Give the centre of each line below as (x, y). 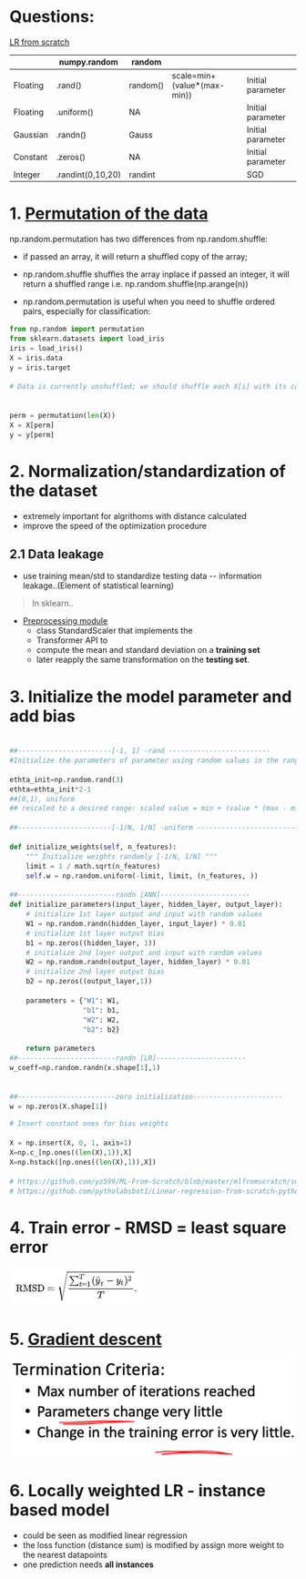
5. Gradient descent (86, 1339)
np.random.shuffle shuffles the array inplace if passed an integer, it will (156, 274)
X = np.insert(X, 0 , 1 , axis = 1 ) (71, 1143)
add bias (42, 716)
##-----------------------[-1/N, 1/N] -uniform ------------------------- (154, 828)
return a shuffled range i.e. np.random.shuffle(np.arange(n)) (135, 284)
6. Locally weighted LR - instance (138, 1490)
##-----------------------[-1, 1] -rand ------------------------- (140, 751)
